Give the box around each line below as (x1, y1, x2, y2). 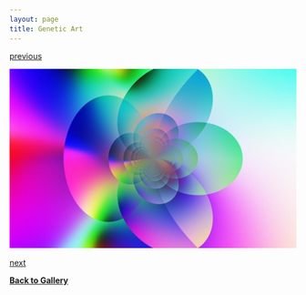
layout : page (9, 15, 59, 24)
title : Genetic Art (9, 24, 84, 34)
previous (9, 50, 43, 61)
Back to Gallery (9, 274, 68, 286)
